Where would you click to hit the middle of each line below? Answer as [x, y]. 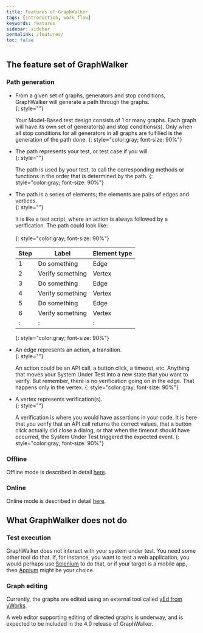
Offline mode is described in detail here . [57, 472]
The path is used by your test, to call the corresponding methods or [99, 169]
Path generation [30, 82]
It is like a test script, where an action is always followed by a [91, 219]
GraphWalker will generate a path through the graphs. [82, 102]
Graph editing [27, 586]
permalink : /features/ [35, 35]
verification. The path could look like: [61, 225]
